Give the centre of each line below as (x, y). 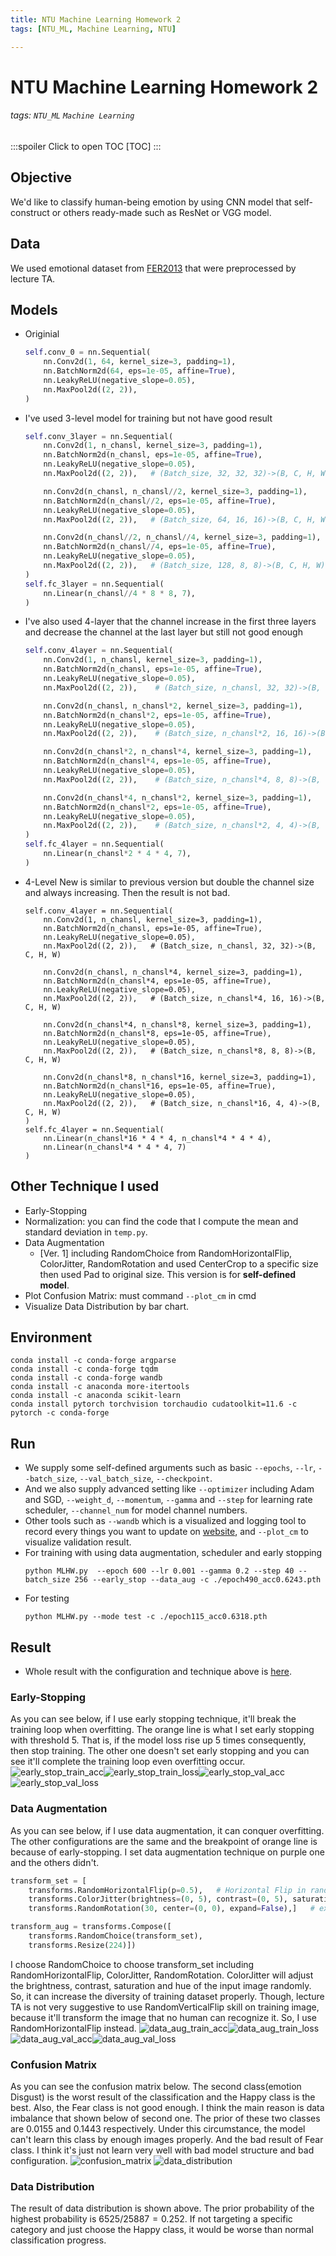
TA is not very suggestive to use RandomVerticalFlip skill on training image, (165, 2007)
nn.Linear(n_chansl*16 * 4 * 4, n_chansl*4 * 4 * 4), (157, 1138)
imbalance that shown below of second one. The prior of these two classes (165, 2118)
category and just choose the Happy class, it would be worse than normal (162, 2230)
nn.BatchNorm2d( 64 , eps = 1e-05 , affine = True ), (140, 371)
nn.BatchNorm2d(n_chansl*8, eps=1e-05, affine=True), (157, 1033)
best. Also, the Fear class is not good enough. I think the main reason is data (167, 2108)
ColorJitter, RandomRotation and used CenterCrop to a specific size (179, 1263)
